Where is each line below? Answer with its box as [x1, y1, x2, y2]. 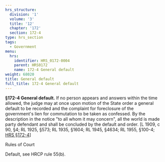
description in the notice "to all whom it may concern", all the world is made [5, 116, 160, 122]
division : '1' [9, 12, 39, 17]
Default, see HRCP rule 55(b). [5, 151, 66, 157]
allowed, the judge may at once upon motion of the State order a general [5, 100, 154, 106]
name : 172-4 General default [14, 68, 75, 73]
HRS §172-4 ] [5, 132, 31, 138]
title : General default [5, 77, 55, 81]
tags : [5, 40, 16, 45]
